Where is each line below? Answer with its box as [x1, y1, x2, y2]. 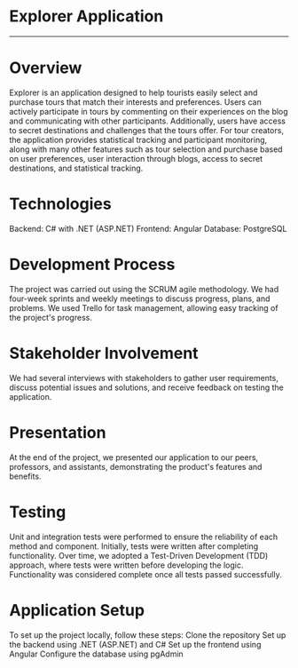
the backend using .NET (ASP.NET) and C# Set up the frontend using [9, 639, 262, 649]
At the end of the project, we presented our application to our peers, [9, 451, 259, 463]
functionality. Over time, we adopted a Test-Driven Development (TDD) [9, 550, 269, 561]
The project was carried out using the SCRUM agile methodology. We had [9, 283, 279, 294]
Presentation [9, 422, 106, 442]
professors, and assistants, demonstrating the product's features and [9, 461, 263, 472]
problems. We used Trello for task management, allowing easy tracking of [9, 302, 278, 313]
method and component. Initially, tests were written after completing [9, 540, 259, 552]
